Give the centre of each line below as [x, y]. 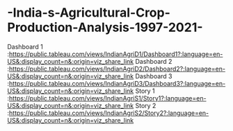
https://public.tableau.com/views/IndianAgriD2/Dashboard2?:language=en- [118, 69]
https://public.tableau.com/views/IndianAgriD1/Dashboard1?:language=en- [116, 54]
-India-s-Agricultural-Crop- [89, 13]
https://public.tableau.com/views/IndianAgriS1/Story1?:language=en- [108, 98]
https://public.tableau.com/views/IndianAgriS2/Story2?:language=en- [109, 113]
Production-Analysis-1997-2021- [105, 27]
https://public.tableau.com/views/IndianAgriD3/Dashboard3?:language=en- [118, 83]
